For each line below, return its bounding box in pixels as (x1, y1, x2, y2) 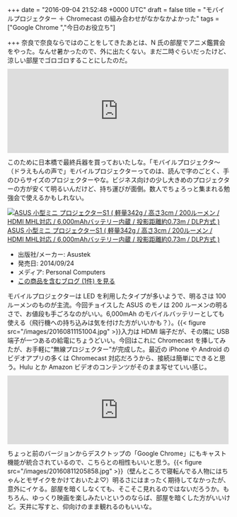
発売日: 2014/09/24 (17, 259, 74, 267)
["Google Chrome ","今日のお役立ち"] (7, 23, 115, 31)
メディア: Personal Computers (17, 268, 106, 276)
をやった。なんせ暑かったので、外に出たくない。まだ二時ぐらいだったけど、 (7, 48, 230, 55)
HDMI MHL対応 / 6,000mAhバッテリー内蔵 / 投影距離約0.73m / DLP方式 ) (7, 235, 221, 243)
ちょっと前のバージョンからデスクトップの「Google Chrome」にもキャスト (7, 449, 227, 457)
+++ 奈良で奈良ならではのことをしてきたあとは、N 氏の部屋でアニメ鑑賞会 (7, 38, 226, 47)
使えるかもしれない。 (25, 194, 88, 201)
